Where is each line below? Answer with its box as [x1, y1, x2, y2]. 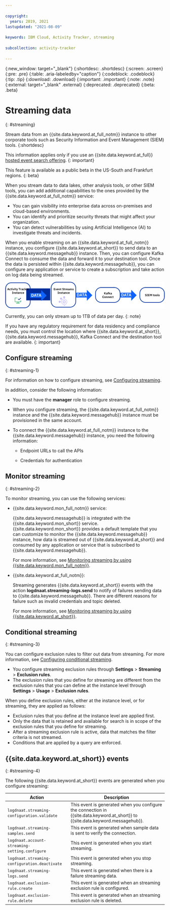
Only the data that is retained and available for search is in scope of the [12, 718, 162, 724]
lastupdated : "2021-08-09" [5, 24, 62, 29]
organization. [12, 219, 40, 225]
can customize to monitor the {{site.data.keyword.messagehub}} [12, 531, 148, 537]
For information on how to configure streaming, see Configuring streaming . [5, 377, 162, 383]
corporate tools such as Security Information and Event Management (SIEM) [5, 137, 164, 143]
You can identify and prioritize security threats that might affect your [12, 213, 156, 220]
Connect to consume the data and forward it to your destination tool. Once [5, 256, 160, 262]
